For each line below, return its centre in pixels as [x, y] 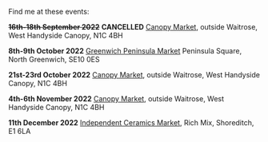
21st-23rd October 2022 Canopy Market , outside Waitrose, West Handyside [134, 75]
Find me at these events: [49, 12]
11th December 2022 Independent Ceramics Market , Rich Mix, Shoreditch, [131, 122]
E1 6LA [20, 131]
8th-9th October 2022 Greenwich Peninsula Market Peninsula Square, [125, 51]
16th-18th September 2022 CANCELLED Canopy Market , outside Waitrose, [133, 27]
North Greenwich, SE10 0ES [54, 59]
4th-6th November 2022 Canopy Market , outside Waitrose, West [116, 99]
